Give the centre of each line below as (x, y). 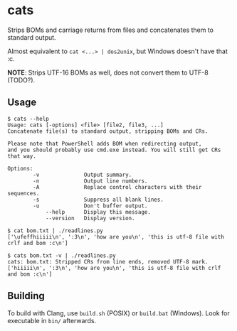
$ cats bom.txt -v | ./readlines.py (62, 255)
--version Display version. (90, 218)
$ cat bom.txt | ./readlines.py (55, 230)
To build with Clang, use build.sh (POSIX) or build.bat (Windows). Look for (118, 313)
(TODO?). (21, 80)
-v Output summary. (83, 175)
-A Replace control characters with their (117, 187)
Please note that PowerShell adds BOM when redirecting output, (105, 143)
